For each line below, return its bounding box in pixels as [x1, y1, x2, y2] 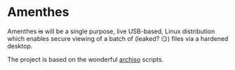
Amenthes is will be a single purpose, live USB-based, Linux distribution [7, 27, 215, 35]
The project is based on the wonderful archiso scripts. [7, 55, 164, 63]
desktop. [7, 42, 33, 50]
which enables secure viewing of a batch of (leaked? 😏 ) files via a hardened [7, 34, 229, 42]
